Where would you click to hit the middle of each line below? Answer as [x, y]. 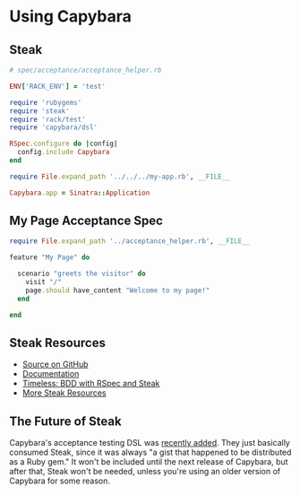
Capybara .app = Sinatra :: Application [80, 193]
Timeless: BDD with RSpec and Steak [91, 384]
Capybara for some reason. [60, 481]
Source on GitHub [55, 364]
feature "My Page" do [50, 257]
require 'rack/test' [48, 119]
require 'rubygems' [46, 102]
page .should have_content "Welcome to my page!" [118, 290]
